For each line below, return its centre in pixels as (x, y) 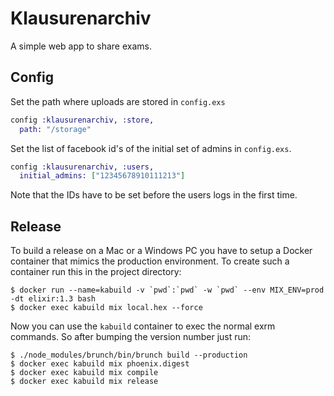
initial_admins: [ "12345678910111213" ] (102, 176)
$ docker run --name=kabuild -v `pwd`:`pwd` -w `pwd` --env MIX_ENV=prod (167, 290)
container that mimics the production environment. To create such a (150, 261)
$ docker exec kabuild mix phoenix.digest (100, 364)
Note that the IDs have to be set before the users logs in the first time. (154, 195)
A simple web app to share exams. (81, 46)
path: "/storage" (55, 129)
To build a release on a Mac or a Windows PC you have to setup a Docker (161, 251)
